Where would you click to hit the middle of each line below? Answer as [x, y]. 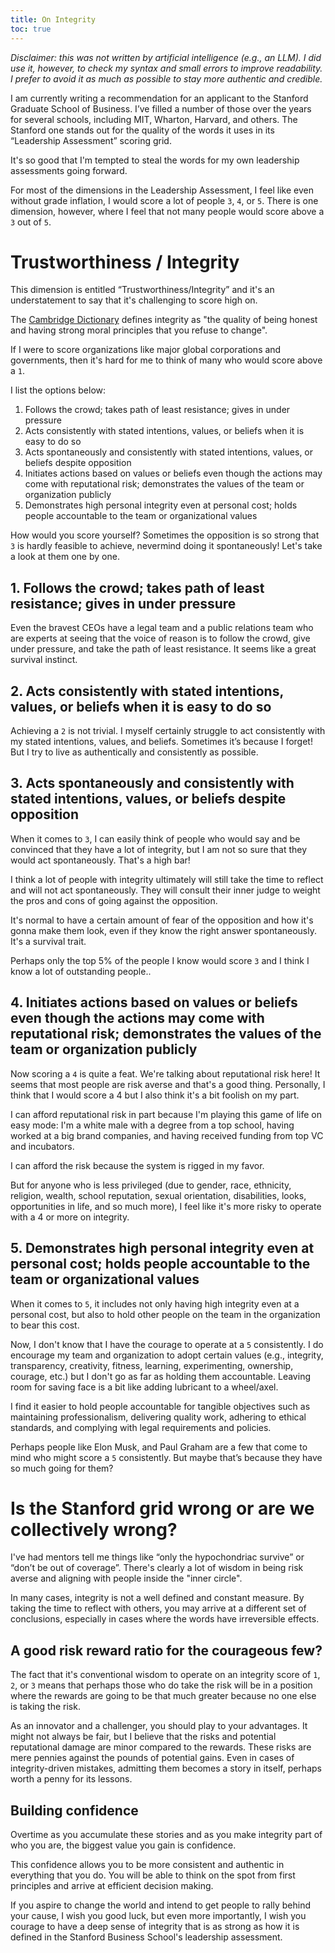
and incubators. [42, 1146]
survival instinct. [44, 660]
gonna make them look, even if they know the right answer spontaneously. [163, 930]
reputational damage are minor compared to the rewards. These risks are [161, 1747]
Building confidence [74, 1810]
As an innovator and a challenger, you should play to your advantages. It [159, 1726]
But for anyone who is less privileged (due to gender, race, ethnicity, [151, 1185]
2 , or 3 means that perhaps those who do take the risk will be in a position [161, 1685]
